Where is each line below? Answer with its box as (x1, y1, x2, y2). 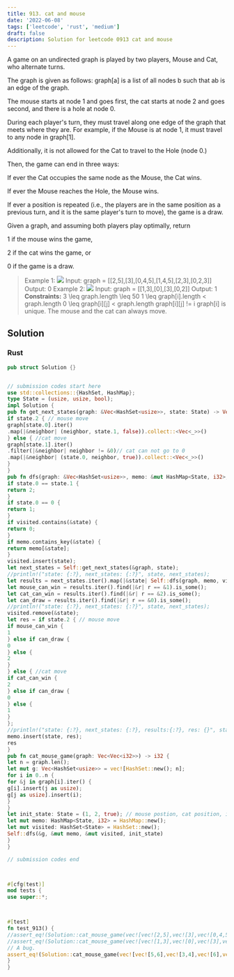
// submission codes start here (7, 382, 101, 389)
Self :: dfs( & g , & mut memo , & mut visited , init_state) (7, 830, 164, 837)
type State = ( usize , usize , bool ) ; (7, 396, 114, 403)
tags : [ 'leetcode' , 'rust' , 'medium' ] (7, 23, 120, 30)
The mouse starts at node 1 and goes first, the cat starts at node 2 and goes (7, 97, 225, 105)
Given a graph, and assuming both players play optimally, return (7, 221, 191, 230)
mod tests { (7, 887, 42, 894)
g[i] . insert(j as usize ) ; (7, 784, 82, 792)
